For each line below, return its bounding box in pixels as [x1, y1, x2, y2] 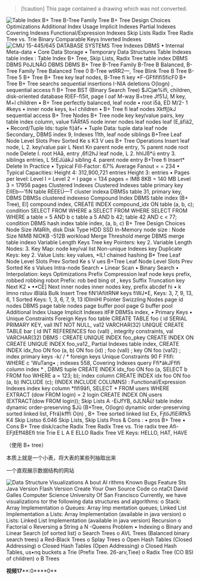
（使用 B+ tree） [6, 441, 47, 449]
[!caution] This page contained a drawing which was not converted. [20, 5, 187, 12]
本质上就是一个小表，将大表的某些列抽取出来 [6, 454, 116, 461]
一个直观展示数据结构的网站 [6, 467, 75, 474]
